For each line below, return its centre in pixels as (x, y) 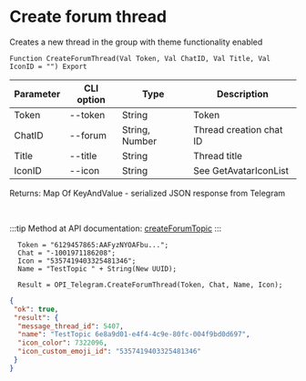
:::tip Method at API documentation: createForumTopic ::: (115, 228)
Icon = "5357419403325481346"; (77, 261)
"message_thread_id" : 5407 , (71, 326)
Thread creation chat (238, 129)
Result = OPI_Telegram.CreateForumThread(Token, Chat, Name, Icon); (150, 285)
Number (139, 141)
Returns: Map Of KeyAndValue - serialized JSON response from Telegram (148, 193)
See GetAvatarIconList (241, 170)
